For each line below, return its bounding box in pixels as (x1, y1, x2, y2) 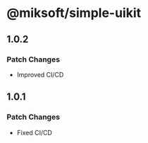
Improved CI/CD (16, 70, 64, 79)
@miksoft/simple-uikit (6, 5, 142, 21)
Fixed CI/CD (16, 128, 52, 137)
